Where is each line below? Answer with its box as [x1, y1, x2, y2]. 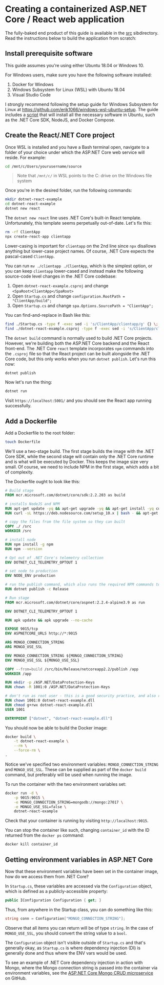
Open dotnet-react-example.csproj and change [12, 282, 109, 288]
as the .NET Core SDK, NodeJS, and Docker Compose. [5, 117, 116, 123]
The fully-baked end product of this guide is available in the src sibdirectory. [5, 30, 159, 36]
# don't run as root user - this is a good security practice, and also [5, 694, 156, 699]
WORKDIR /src [5, 529, 32, 534]
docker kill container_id [5, 842, 58, 847]
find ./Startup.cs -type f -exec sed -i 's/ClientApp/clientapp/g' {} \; [5, 322, 159, 327]
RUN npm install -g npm [5, 542, 54, 547]
